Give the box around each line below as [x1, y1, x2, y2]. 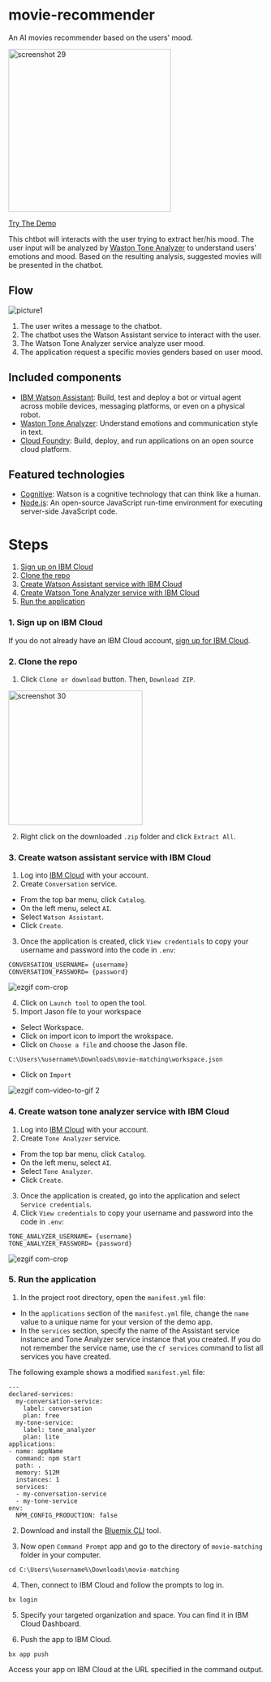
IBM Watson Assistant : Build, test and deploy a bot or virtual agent [19, 392, 242, 402]
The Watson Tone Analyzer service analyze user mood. [19, 338, 205, 348]
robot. [19, 410, 41, 419]
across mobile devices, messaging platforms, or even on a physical [19, 401, 245, 410]
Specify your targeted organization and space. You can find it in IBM [19, 1610, 249, 1619]
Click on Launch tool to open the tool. [19, 998, 147, 1008]
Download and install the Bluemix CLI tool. [19, 1525, 161, 1535]
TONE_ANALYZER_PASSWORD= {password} [8, 1239, 132, 1247]
